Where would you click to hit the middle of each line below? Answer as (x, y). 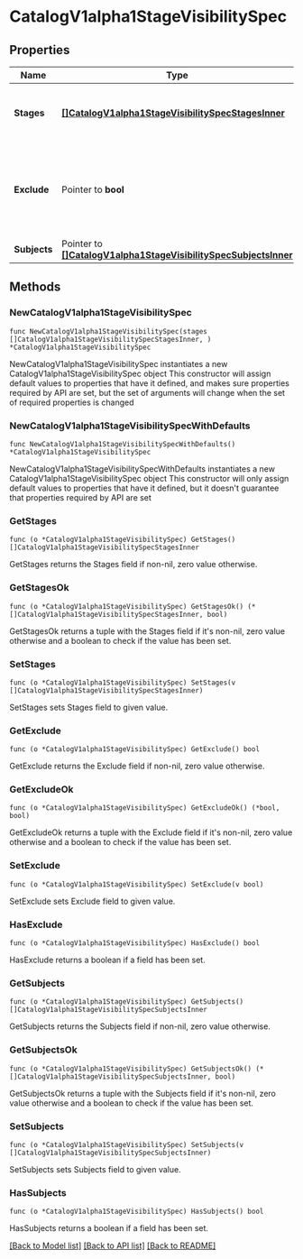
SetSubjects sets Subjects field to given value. (96, 1169)
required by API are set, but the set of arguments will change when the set (147, 392)
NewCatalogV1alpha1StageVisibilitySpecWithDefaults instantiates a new (142, 469)
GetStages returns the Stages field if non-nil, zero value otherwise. (133, 565)
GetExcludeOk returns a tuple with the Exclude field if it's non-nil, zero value (151, 832)
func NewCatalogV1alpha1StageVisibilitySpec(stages (108, 331)
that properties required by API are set (80, 497)
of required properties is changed (72, 402)
